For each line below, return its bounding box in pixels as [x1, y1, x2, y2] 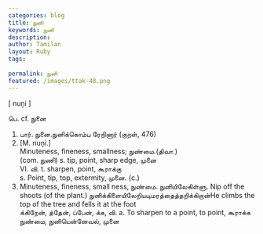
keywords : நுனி [8, 26, 55, 34]
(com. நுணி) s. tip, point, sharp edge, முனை [19, 155, 157, 164]
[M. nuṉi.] [19, 138, 51, 147]
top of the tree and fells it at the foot [19, 199, 137, 208]
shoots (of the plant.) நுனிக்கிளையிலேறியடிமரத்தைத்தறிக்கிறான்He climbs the [19, 190, 255, 200]
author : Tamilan [8, 41, 61, 49]
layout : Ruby [8, 48, 51, 56]
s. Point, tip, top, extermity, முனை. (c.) [19, 173, 140, 182]
